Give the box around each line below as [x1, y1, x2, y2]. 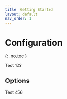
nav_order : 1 [5, 16, 32, 21]
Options [5, 76, 30, 85]
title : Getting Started [5, 7, 53, 12]
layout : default [5, 12, 38, 16]
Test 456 [5, 89, 23, 95]
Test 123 [5, 63, 22, 68]
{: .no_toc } [5, 53, 27, 59]
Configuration [5, 37, 63, 48]
